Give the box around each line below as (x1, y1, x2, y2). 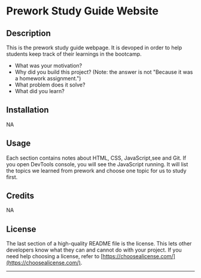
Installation (6, 105, 49, 115)
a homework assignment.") (14, 75, 81, 82)
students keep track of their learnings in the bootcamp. (6, 50, 142, 58)
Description (6, 28, 51, 38)
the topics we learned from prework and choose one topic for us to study (6, 167, 187, 174)
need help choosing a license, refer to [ (6, 253, 103, 260)
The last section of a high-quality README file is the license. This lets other (6, 240, 192, 247)
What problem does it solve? (14, 81, 86, 88)
